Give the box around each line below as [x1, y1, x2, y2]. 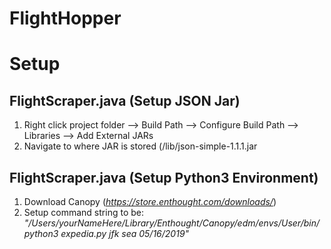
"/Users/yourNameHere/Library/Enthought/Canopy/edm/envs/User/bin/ [23, 217, 320, 229]
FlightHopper [9, 7, 122, 30]
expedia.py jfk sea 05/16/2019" [60, 228, 190, 239]
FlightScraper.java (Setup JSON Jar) [9, 92, 241, 109]
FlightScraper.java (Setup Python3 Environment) [9, 169, 319, 186]
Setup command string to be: [23, 207, 144, 218]
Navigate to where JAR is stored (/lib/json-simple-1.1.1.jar [23, 140, 258, 152]
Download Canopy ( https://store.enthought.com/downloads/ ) [23, 196, 277, 207]
